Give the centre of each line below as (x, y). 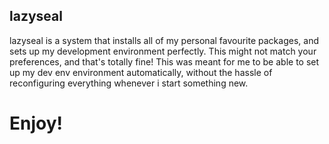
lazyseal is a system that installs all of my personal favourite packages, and (164, 40)
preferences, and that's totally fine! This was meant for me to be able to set (164, 61)
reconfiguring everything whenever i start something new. (129, 83)
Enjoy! (36, 123)
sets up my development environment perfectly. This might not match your (163, 51)
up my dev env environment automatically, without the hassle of (141, 72)
